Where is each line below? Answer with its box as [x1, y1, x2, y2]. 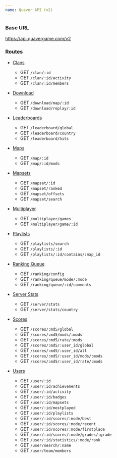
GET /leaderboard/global [20, 125, 74, 131]
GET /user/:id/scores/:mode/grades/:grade [20, 431, 112, 437]
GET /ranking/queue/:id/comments [20, 281, 92, 288]
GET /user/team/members [20, 447, 72, 453]
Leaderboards [12, 115, 42, 121]
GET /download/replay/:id [20, 105, 76, 111]
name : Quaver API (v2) [5, 7, 53, 13]
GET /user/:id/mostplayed [20, 404, 76, 411]
